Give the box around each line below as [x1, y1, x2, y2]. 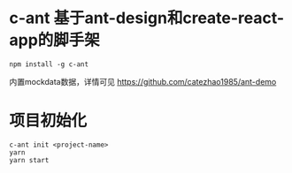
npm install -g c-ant [9, 59, 89, 69]
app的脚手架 [9, 30, 100, 50]
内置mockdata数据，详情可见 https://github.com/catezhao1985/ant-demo [9, 76, 277, 86]
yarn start [9, 155, 50, 164]
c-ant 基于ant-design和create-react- [9, 8, 285, 28]
